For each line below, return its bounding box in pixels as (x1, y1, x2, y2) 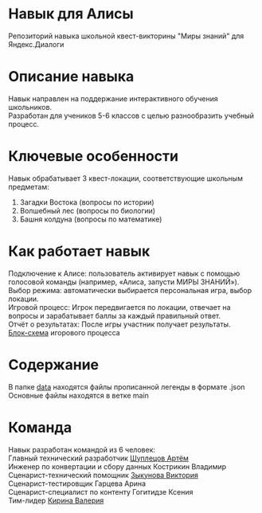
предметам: (8, 182, 49, 191)
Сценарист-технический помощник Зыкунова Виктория (8, 470, 199, 480)
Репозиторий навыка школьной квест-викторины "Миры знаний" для (8, 31, 244, 41)
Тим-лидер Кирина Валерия (8, 495, 104, 505)
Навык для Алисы (8, 5, 134, 23)
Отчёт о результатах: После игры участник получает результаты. (8, 319, 231, 329)
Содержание (8, 355, 100, 374)
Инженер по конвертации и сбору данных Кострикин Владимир (8, 461, 227, 471)
